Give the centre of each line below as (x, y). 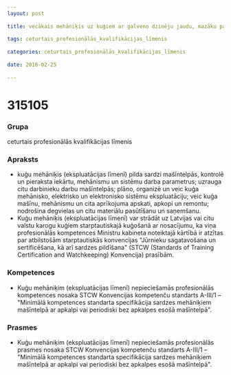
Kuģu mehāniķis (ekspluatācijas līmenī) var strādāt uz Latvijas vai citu (115, 218)
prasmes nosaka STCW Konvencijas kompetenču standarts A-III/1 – (112, 350)
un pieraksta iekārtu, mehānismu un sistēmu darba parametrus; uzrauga (119, 182)
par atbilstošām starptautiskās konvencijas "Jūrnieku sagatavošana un (117, 240)
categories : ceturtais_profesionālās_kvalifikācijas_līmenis (97, 52)
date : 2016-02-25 (32, 65)
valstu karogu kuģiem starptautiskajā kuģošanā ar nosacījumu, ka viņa (117, 226)
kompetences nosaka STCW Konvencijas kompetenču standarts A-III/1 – (119, 295)
